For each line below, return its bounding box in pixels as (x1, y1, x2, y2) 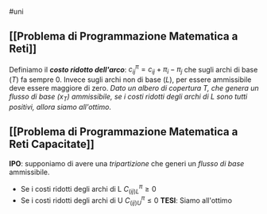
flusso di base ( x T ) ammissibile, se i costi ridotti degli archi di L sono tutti (9, 91, 248, 103)
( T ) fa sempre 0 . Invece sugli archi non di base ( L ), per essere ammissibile (9, 75, 252, 84)
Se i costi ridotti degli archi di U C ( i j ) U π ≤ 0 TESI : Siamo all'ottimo (20, 194, 233, 207)
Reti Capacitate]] (9, 138, 95, 151)
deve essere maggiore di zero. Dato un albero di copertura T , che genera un (9, 84, 259, 93)
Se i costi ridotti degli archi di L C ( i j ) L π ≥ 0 (20, 182, 157, 196)
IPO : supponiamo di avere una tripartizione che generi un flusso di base (9, 158, 245, 168)
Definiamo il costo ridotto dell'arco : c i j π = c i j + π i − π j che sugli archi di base (9, 63, 258, 76)
